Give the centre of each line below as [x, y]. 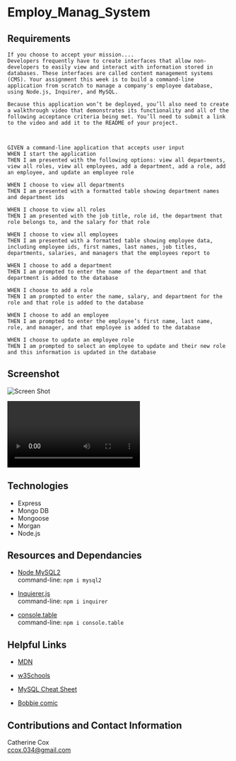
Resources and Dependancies [75, 556]
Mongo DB [33, 510]
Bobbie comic [38, 703]
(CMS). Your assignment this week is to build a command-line [101, 79]
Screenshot [34, 374]
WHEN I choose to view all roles [57, 210]
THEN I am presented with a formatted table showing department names [113, 191]
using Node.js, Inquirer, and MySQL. [63, 92]
